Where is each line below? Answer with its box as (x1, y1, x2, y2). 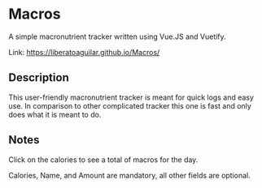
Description (8, 70, 69, 85)
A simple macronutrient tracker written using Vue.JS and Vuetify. (8, 32, 226, 41)
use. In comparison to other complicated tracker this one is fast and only (8, 100, 252, 110)
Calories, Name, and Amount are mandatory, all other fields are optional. (8, 170, 251, 180)
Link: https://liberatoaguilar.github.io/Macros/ (8, 47, 160, 57)
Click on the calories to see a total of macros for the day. (8, 155, 199, 164)
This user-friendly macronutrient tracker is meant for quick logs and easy (8, 92, 255, 102)
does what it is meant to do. (8, 109, 102, 119)
